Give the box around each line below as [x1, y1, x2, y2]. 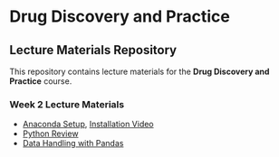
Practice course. [9, 76, 72, 87]
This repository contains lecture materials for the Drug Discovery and [9, 66, 270, 77]
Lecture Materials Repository [9, 42, 178, 58]
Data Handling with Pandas [22, 138, 124, 149]
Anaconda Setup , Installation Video [22, 119, 154, 130]
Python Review [22, 128, 79, 139]
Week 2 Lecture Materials [9, 97, 125, 110]
